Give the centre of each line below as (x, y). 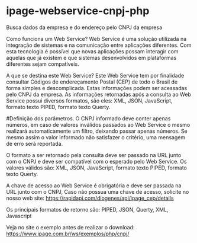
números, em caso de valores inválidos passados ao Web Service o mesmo (98, 124)
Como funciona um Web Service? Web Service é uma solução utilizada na (96, 39)
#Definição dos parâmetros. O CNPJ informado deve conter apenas (88, 118)
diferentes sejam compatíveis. (43, 64)
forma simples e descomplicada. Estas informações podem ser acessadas (97, 88)
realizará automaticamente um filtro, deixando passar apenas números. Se (97, 131)
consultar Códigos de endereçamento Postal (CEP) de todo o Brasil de (92, 82)
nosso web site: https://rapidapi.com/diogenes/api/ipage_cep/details (90, 198)
